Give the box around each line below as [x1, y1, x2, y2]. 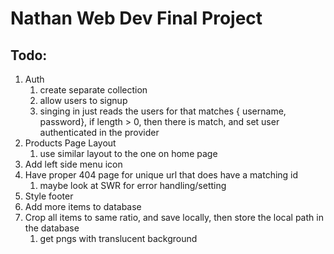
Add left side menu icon [24, 158, 123, 170]
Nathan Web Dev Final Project [10, 7, 263, 30]
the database [24, 222, 80, 234]
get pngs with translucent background [39, 233, 198, 244]
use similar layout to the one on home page [39, 148, 218, 159]
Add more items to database [24, 201, 142, 212]
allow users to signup [39, 95, 128, 106]
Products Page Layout [24, 137, 117, 149]
